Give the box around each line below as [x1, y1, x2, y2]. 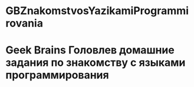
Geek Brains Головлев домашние [5, 43, 175, 57]
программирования [5, 69, 110, 82]
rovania [5, 16, 44, 30]
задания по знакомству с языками [5, 56, 186, 69]
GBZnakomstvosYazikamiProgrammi [5, 4, 189, 18]
